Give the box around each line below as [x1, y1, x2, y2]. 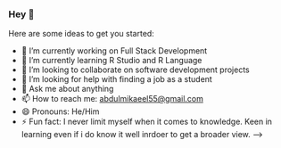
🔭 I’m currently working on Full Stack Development [21, 45, 208, 56]
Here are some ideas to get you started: [8, 29, 155, 39]
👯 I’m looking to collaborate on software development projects [21, 64, 251, 75]
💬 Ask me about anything [21, 84, 114, 95]
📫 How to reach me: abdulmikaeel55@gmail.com [21, 94, 204, 104]
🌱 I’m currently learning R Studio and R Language [21, 55, 202, 66]
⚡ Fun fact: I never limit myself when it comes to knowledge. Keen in [21, 116, 273, 127]
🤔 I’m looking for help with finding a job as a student [21, 74, 213, 85]
